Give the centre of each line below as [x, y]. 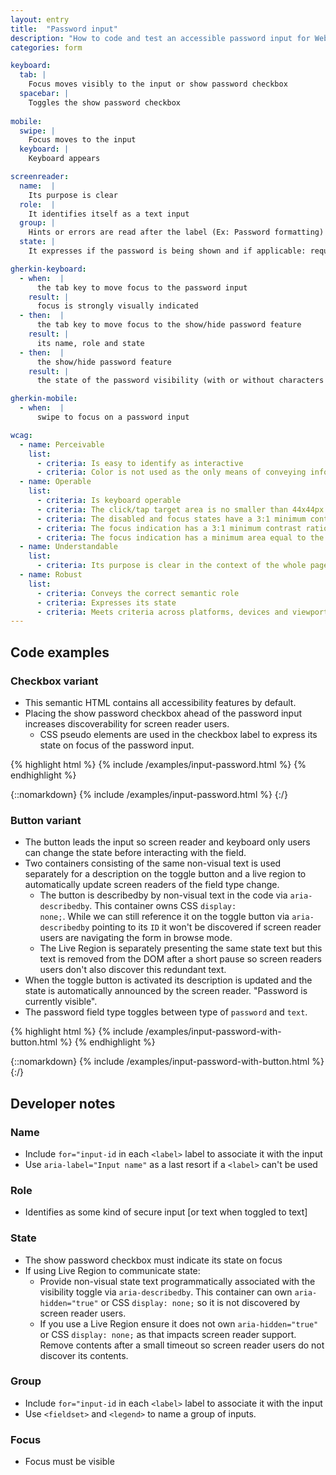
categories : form [46, 47]
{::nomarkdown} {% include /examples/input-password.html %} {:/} [149, 794]
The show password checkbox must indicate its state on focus [153, 1260]
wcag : [21, 435]
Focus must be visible [69, 1462]
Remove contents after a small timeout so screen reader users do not [182, 1345]
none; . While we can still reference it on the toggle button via [164, 917]
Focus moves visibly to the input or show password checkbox [158, 84]
